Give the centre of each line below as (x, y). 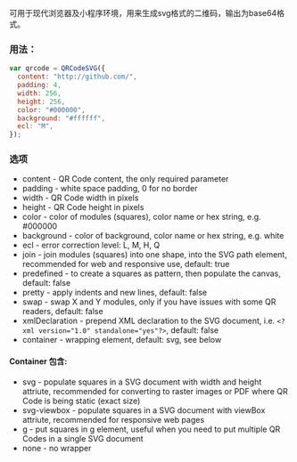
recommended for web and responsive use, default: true (126, 264)
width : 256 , (40, 93)
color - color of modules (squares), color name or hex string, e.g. (141, 217)
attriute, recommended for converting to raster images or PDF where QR (155, 391)
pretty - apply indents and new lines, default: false (115, 293)
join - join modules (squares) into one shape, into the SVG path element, (154, 255)
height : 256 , (41, 101)
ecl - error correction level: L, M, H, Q (91, 245)
